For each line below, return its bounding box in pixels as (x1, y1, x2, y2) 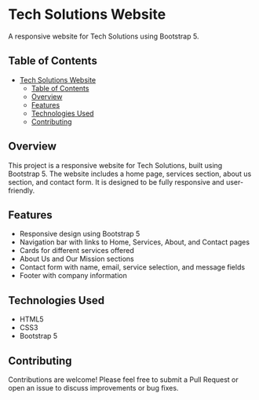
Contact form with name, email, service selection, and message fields (19, 262, 246, 272)
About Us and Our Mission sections (19, 254, 135, 264)
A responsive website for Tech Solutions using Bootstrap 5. (8, 31, 199, 41)
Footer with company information (19, 271, 127, 281)
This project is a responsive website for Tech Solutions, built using (8, 160, 223, 170)
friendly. (8, 185, 35, 195)
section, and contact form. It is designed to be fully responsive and (8, 177, 225, 186)
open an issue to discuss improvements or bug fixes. (8, 383, 179, 392)
